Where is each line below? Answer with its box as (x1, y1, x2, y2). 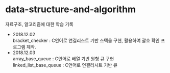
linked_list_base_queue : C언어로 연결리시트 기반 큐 (12, 62, 118, 68)
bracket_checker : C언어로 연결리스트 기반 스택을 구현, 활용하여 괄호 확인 (12, 37, 160, 43)
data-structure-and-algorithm (5, 4, 136, 15)
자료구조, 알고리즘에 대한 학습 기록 (5, 21, 74, 27)
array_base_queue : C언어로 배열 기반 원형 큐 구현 (12, 55, 114, 62)
